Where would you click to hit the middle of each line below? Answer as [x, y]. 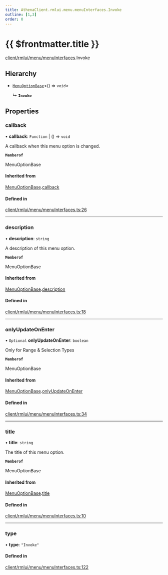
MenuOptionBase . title [27, 493]
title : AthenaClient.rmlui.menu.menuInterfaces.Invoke [63, 10]
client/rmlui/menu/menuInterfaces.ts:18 [45, 312]
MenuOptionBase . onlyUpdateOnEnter [44, 391]
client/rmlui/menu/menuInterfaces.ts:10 [46, 516]
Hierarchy [21, 73]
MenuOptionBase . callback [32, 187]
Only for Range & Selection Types [40, 350]
